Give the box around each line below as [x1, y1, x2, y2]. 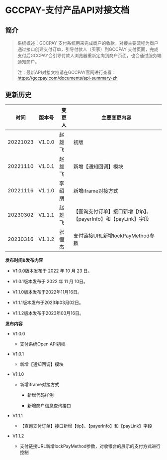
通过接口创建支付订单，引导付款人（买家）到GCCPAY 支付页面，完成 [17, 46, 159, 52]
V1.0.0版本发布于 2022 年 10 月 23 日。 [12, 268, 92, 274]
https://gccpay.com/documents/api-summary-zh [17, 75, 118, 81]
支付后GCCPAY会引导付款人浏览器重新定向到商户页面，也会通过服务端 [17, 53, 162, 58]
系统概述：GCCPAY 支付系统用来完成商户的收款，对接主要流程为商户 [17, 40, 159, 46]
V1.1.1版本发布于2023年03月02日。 [12, 300, 83, 306]
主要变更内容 [101, 114, 132, 121]
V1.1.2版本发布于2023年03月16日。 [12, 310, 84, 316]
